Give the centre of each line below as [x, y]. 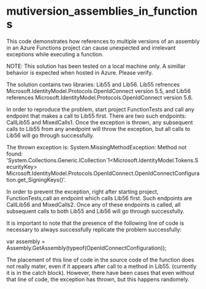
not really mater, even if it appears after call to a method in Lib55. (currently [101, 266]
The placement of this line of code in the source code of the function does [100, 260]
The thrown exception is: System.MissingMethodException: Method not [97, 147]
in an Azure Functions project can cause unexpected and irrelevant [91, 48]
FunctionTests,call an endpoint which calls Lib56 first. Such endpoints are [99, 198]
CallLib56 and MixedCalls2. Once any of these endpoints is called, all [93, 205]
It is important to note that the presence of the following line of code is [95, 223]
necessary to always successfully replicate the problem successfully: [94, 229]
